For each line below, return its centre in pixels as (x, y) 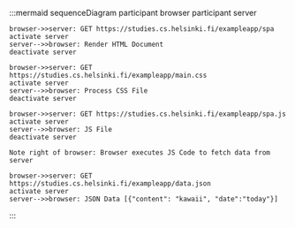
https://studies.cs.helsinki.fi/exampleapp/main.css (108, 75)
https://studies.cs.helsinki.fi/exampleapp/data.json (110, 184)
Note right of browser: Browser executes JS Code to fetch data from (140, 153)
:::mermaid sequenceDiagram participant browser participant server (133, 13)
